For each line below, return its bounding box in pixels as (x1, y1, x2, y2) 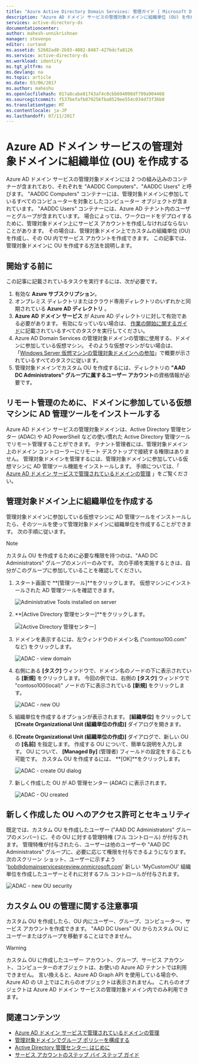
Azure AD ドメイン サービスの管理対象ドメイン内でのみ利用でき (33, 986, 189, 993)
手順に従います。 (27, 528, 69, 535)
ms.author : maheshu (6, 86, 54, 92)
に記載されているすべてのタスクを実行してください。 (19, 327, 148, 334)
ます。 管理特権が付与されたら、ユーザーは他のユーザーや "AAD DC (6, 841, 170, 848)
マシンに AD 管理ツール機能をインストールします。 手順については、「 (11, 462, 180, 469)
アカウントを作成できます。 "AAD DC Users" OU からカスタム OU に (22, 925, 189, 932)
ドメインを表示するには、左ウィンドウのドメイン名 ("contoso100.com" (14, 635, 187, 642)
